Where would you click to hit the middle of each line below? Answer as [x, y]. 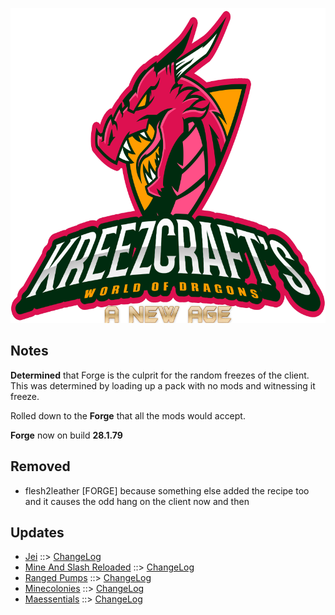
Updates [37, 533]
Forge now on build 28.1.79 [66, 435]
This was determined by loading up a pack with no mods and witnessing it [163, 385]
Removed [40, 466]
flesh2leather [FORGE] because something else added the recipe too [167, 490]
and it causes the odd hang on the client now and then [137, 501]
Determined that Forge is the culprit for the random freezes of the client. [160, 375]
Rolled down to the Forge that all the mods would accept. [128, 415]
